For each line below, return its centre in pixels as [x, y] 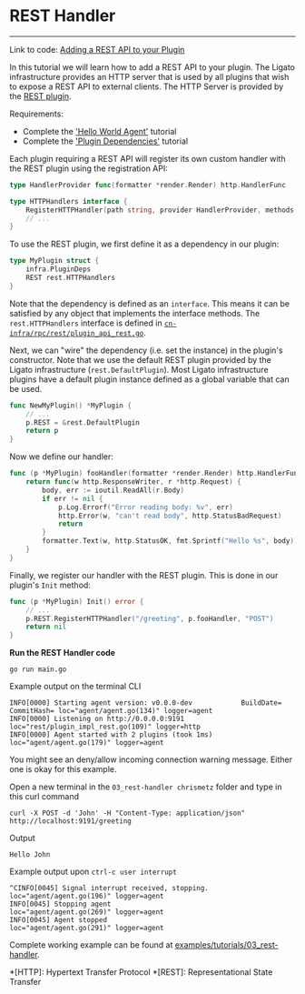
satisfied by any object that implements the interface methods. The [135, 313]
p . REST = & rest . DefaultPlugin [83, 422]
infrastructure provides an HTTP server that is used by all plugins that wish [149, 76]
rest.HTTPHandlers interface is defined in [86, 323]
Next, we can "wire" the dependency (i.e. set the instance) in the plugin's [146, 350]
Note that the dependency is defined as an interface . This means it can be [150, 303]
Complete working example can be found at [91, 945]
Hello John [30, 855]
